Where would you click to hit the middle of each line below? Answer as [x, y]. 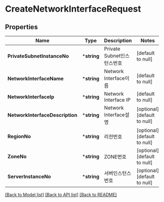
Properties [21, 27]
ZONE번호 [115, 157]
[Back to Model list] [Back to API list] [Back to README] [61, 195]
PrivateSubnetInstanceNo [38, 56]
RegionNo [19, 136]
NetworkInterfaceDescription [42, 115]
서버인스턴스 [118, 173]
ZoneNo [17, 156]
